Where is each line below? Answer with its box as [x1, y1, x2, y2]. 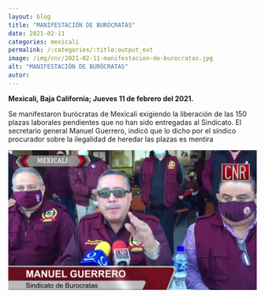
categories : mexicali [8, 38, 80, 46]
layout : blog [8, 13, 51, 21]
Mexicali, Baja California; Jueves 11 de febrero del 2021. [8, 93, 194, 103]
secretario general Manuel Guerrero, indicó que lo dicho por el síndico [8, 126, 237, 135]
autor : [8, 71, 30, 79]
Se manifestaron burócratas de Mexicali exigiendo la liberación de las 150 [8, 109, 247, 119]
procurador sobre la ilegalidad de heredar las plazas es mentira [8, 134, 214, 144]
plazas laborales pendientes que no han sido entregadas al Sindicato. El [8, 117, 242, 126]
